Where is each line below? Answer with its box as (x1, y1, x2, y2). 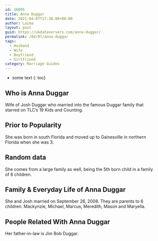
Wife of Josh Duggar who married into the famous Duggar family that (5, 102, 144, 108)
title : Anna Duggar (5, 12, 45, 17)
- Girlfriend (9, 57, 36, 62)
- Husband (9, 43, 29, 48)
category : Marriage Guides (5, 61, 60, 66)
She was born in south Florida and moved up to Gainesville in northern (5, 134, 146, 140)
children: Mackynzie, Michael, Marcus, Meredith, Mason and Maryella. (5, 204, 146, 209)
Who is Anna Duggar (5, 89, 69, 97)
